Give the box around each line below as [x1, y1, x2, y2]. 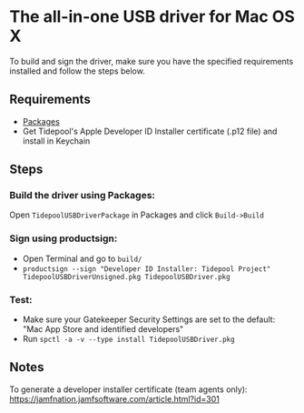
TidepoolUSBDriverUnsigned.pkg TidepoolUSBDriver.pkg [22, 272, 230, 281]
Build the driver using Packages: [9, 189, 156, 202]
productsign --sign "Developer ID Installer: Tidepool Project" [22, 264, 271, 274]
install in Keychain [22, 135, 91, 146]
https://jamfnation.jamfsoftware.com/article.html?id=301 [9, 393, 220, 404]
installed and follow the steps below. [9, 65, 145, 76]
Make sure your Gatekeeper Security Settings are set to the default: [22, 314, 276, 325]
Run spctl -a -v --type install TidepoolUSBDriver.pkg [22, 334, 235, 345]
